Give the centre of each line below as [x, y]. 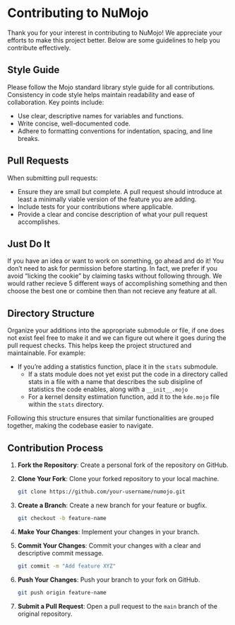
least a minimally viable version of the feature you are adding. [107, 199]
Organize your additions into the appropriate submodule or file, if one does [116, 330]
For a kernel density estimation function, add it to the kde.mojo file [124, 397]
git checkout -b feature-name [62, 518]
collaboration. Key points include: [56, 102]
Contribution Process [55, 448]
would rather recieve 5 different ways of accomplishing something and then [117, 283]
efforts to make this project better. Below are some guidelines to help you [114, 40]
